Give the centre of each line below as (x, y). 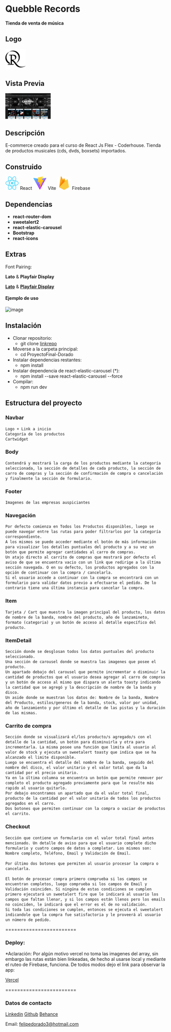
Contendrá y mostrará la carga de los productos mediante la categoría (83, 463)
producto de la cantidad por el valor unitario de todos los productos (83, 799)
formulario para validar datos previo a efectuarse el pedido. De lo (81, 583)
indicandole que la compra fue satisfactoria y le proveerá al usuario (83, 915)
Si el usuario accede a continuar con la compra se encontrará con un (82, 578)
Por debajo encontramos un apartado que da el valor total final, (77, 794)
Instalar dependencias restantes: (47, 360)
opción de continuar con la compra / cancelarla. (59, 573)
